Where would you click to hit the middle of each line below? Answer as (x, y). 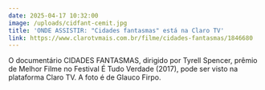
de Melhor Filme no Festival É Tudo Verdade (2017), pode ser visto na (123, 69)
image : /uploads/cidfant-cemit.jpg (68, 23)
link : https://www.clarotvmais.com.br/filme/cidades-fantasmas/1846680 (130, 38)
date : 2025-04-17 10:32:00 (53, 16)
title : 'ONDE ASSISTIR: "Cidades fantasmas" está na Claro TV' (116, 30)
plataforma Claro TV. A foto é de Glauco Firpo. (85, 77)
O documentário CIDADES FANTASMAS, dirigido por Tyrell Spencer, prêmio (133, 61)
